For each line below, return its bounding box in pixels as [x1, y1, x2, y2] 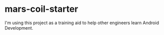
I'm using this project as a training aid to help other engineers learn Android [4, 20, 160, 26]
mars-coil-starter [4, 3, 79, 15]
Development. [4, 25, 33, 31]
